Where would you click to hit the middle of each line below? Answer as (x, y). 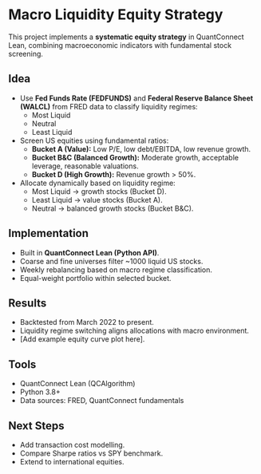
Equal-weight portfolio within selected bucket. (95, 278)
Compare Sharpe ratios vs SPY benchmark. (91, 453)
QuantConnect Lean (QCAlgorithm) (77, 384)
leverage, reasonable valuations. (85, 166)
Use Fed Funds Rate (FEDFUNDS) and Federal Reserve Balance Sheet (136, 98)
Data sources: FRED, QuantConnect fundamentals (102, 401)
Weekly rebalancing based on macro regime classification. (116, 270)
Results (28, 303)
